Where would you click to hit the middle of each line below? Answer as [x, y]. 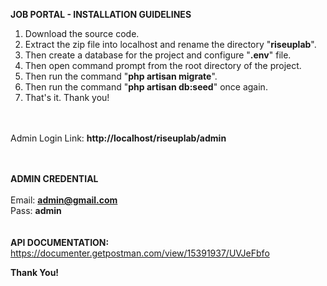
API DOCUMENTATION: [60, 242]
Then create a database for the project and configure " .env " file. [158, 55]
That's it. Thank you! [67, 97]
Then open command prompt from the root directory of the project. [163, 65]
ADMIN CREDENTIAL [54, 178]
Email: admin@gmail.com [64, 200]
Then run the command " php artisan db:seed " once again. [146, 87]
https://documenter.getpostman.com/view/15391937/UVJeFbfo [140, 253]
